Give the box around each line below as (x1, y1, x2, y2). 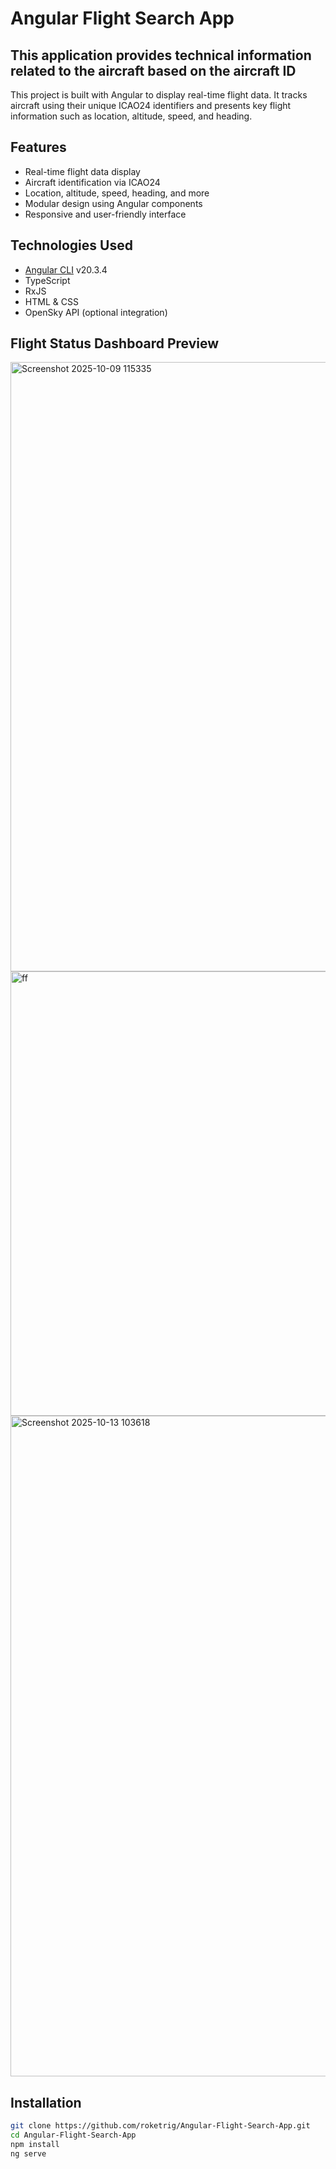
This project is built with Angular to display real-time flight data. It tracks (10, 89, 308, 101)
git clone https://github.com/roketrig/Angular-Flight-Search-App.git (10, 2121, 311, 2131)
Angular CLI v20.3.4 (24, 263, 108, 276)
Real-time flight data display (24, 165, 141, 177)
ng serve (10, 2148, 47, 2159)
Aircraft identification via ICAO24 (24, 176, 161, 188)
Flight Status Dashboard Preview (10, 335, 220, 352)
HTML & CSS (24, 295, 79, 307)
